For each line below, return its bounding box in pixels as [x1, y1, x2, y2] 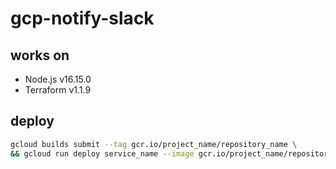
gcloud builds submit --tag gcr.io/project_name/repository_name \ [10, 139, 298, 149]
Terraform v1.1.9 [24, 84, 92, 96]
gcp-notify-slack [10, 7, 155, 30]
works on [10, 47, 70, 64]
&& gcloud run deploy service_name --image [10, 148, 195, 159]
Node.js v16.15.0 [24, 73, 92, 85]
